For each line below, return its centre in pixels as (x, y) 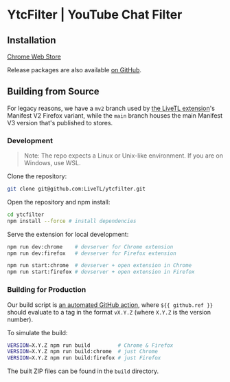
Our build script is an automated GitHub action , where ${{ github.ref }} (110, 305)
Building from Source (53, 92)
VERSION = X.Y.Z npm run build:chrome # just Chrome (82, 352)
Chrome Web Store (34, 56)
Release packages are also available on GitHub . (74, 70)
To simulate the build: (37, 332)
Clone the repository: (37, 176)
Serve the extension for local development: (68, 234)
